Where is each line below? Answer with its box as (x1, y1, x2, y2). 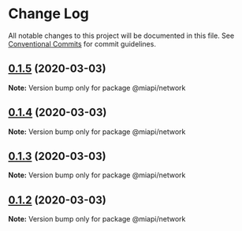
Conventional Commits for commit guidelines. (8, 39, 156, 48)
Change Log (8, 5, 89, 23)
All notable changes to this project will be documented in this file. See (8, 31, 235, 40)
